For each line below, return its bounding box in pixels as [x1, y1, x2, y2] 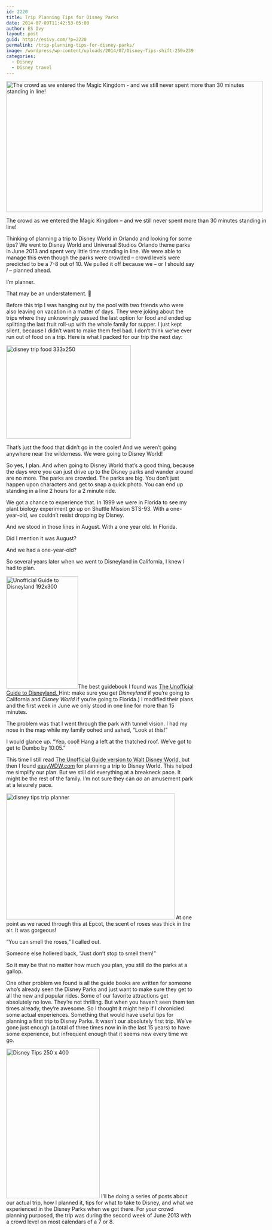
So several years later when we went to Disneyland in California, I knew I [6, 558, 185, 565]
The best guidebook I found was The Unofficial [78, 683, 194, 690]
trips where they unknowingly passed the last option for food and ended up [6, 314, 192, 322]
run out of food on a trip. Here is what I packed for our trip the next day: [6, 334, 183, 341]
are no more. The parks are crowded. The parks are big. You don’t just [6, 474, 179, 482]
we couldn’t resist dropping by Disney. [29, 511, 124, 519]
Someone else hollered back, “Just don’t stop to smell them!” [6, 950, 157, 957]
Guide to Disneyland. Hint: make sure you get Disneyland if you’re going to [6, 689, 190, 696]
